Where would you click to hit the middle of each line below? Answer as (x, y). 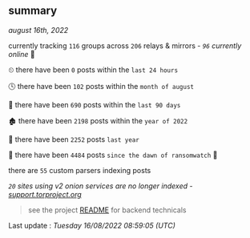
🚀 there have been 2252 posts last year (74, 139)
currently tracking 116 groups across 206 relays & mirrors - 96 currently (125, 46)
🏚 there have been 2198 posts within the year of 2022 (98, 120)
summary (33, 11)
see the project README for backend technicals (107, 210)
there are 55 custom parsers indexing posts (80, 170)
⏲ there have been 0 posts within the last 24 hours (93, 70)
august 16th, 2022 (38, 30)
